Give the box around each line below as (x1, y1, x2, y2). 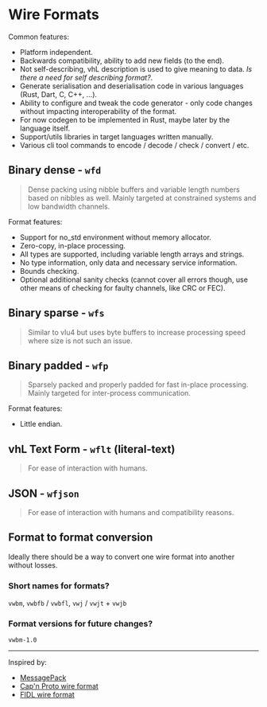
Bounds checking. (19, 266, 79, 275)
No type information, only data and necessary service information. (19, 257, 238, 268)
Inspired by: (8, 658, 48, 667)
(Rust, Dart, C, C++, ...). (19, 89, 98, 99)
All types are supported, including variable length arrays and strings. (19, 249, 245, 259)
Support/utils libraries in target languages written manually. (19, 131, 214, 141)
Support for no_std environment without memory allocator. (19, 232, 212, 242)
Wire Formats (8, 6, 99, 24)
